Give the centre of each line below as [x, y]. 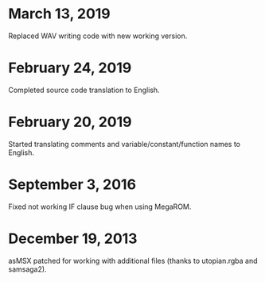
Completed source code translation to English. [84, 90]
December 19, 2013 [73, 238]
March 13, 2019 [60, 14]
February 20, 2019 [70, 122]
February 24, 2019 [70, 68]
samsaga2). [27, 269]
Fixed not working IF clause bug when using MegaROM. [100, 207]
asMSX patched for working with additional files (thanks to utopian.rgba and [133, 261]
